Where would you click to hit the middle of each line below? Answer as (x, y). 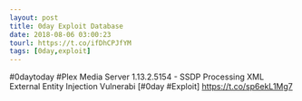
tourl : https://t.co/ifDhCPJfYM (70, 43)
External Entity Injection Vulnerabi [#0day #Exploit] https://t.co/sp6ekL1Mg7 (151, 87)
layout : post (34, 18)
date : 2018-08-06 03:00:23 (60, 34)
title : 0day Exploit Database (67, 26)
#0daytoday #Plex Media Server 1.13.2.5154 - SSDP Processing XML (137, 77)
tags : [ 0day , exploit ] (50, 51)
